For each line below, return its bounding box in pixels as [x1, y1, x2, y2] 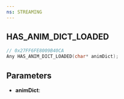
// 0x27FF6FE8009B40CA [6, 48, 64, 54]
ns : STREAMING [6, 9, 43, 15]
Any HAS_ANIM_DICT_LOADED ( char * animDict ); [6, 53, 119, 60]
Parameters [6, 70, 52, 81]
